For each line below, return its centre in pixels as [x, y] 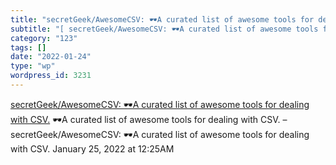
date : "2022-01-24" [51, 57]
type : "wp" [33, 66]
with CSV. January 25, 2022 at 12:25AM [92, 148]
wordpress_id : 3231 [51, 76]
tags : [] [28, 47]
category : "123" [44, 38]
